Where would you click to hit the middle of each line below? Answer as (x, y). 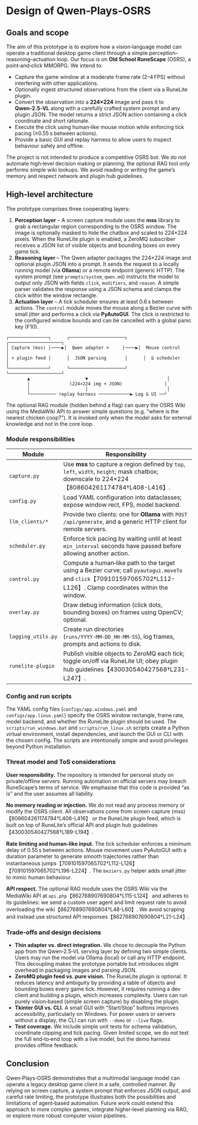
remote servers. (85, 529)
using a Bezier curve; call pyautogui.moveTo (123, 570)
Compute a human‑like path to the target (119, 563)
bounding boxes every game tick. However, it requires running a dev (98, 989)
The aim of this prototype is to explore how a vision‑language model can (94, 47)
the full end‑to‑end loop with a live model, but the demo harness (93, 1039)
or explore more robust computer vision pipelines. (67, 1116)
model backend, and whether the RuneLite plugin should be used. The (91, 722)
